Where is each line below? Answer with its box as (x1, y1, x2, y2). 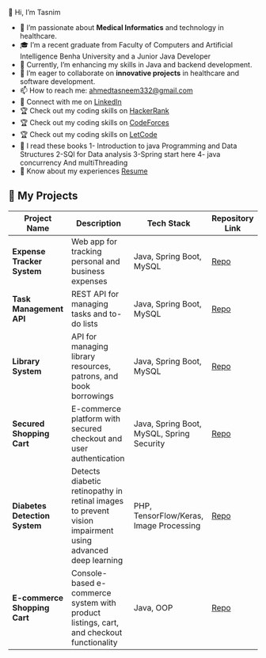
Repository (211, 212, 254, 223)
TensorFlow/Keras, (133, 510, 204, 521)
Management (12, 303, 64, 314)
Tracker (12, 256, 42, 267)
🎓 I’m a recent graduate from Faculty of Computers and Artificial (19, 40, 234, 49)
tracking (70, 245, 102, 257)
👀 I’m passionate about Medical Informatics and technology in (19, 23, 224, 32)
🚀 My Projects (8, 189, 78, 203)
